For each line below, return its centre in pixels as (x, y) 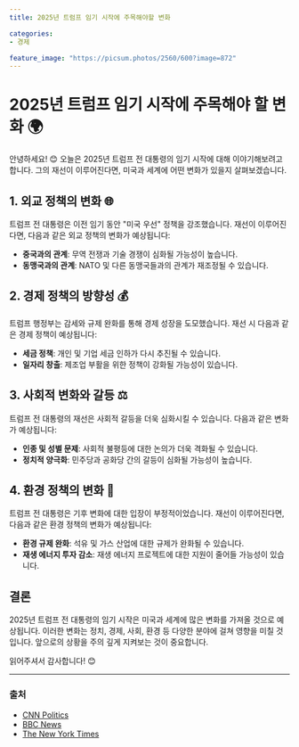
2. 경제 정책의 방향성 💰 (69, 296)
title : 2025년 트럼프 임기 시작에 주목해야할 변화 (90, 17)
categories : (31, 33)
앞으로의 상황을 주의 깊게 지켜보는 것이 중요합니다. (122, 642)
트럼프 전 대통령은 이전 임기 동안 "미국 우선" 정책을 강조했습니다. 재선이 (133, 224)
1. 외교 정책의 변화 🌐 (61, 201)
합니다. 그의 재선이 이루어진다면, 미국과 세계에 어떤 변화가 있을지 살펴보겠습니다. (148, 170)
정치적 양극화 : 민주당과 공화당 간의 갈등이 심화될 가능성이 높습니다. (137, 459)
